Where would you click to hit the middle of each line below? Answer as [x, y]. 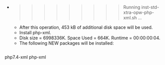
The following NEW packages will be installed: [66, 43]
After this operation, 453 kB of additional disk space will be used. [86, 27]
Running [132, 7]
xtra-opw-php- [139, 12]
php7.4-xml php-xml [25, 57]
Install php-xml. [35, 32]
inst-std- [150, 7]
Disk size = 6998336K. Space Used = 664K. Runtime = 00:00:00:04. [90, 38]
